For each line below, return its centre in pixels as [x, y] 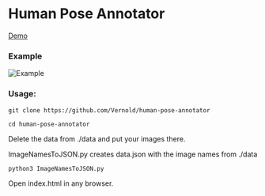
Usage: [23, 94]
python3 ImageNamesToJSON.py [56, 168]
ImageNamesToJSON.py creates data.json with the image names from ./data [133, 154]
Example [25, 56]
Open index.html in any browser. [61, 183]
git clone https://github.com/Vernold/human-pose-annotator [110, 110]
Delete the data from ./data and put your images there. [97, 138]
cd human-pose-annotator [49, 124]
